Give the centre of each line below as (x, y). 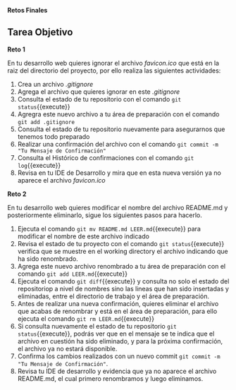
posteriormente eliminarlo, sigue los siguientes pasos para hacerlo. (105, 215)
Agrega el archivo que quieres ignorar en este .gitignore (99, 92)
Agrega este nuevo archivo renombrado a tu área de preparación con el (122, 266)
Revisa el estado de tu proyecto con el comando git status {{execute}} (121, 243)
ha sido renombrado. (48, 258)
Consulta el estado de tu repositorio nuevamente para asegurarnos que (121, 129)
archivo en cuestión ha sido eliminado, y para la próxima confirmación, (120, 341)
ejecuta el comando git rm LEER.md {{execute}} (86, 318)
